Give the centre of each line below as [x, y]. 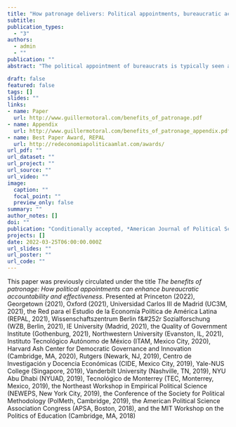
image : [17, 183]
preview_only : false [44, 203]
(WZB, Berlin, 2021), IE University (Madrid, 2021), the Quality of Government [117, 326]
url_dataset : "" [31, 157]
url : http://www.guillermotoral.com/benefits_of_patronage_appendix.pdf [122, 131]
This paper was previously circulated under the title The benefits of [105, 281]
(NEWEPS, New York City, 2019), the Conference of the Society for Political [116, 393]
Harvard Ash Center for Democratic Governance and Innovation [99, 349]
